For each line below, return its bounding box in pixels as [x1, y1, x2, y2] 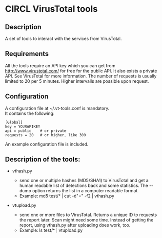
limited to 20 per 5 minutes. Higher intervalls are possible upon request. [5, 78, 149, 84]
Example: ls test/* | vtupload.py [19, 227, 83, 233]
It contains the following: [5, 110, 55, 116]
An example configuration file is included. [5, 141, 89, 147]
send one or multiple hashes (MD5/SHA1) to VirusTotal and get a [19, 178, 149, 183]
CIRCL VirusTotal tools [5, 3, 98, 15]
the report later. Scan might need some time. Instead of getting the [19, 217, 154, 223]
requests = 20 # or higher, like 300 [5, 132, 86, 137]
